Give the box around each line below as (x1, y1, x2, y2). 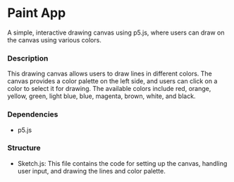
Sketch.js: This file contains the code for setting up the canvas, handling (17, 159, 228, 167)
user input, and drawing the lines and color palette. (17, 166, 166, 175)
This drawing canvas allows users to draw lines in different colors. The (7, 69, 213, 78)
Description (7, 53, 49, 63)
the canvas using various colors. (7, 35, 102, 44)
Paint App (7, 5, 66, 21)
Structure (7, 143, 41, 153)
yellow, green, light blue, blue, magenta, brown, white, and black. (7, 92, 196, 100)
